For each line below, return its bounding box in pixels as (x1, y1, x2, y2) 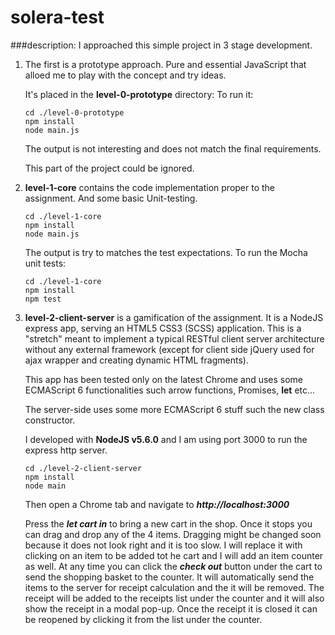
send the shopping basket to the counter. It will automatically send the (24, 571, 315, 583)
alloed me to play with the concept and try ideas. (24, 69, 227, 81)
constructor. (24, 414, 76, 426)
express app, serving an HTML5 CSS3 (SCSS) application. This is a (24, 322, 302, 334)
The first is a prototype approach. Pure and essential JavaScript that (24, 58, 307, 70)
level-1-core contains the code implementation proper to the (24, 181, 276, 193)
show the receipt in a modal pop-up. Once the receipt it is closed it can (24, 602, 318, 615)
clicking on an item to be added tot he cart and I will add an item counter (24, 549, 324, 561)
